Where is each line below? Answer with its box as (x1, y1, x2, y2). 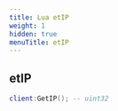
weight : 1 (9, 21, 46, 30)
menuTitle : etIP (9, 37, 69, 47)
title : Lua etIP (9, 12, 69, 22)
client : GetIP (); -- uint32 (9, 94, 109, 103)
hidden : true (9, 29, 58, 38)
